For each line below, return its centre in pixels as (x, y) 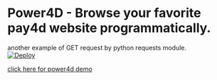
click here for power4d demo (50, 69)
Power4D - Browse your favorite (104, 13)
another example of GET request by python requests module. (97, 47)
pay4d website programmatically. (109, 28)
